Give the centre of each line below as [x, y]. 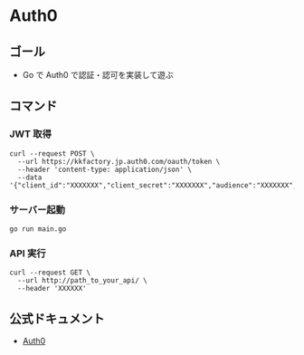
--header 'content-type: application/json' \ [105, 169]
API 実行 [28, 253]
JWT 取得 [31, 134]
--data [30, 177]
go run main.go [38, 229]
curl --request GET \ [50, 273]
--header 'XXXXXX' [52, 289]
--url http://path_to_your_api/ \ [82, 281]
